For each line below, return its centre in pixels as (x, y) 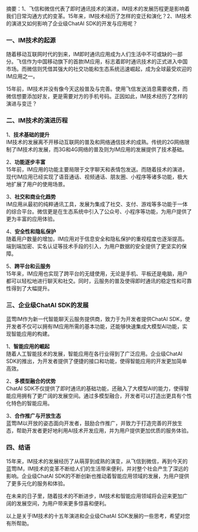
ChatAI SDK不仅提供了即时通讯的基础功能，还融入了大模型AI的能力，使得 (95, 388)
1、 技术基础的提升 (28, 134)
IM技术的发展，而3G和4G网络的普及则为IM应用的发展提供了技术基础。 (102, 149)
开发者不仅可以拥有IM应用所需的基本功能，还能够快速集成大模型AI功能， (94, 326)
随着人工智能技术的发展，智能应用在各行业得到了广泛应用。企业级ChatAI (94, 353)
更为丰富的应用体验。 (32, 219)
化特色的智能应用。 (29, 403)
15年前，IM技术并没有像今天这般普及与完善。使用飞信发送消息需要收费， (94, 89)
